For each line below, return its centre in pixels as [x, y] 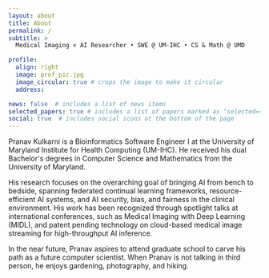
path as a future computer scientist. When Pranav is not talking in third [124, 257]
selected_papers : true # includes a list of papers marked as [114, 111]
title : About [30, 23]
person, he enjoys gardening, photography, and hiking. [99, 266]
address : [30, 89]
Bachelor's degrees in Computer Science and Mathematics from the [120, 159]
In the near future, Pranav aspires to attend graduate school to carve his [127, 249]
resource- [226, 191]
